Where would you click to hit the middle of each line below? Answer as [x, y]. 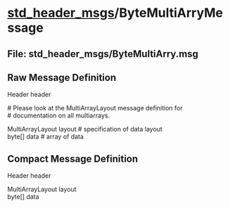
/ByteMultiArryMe [169, 13]
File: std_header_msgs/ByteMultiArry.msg [103, 54]
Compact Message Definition [73, 158]
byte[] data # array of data [46, 137]
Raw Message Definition [62, 78]
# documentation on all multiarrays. [59, 116]
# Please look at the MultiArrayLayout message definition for [95, 108]
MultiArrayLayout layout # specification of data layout [85, 129]
